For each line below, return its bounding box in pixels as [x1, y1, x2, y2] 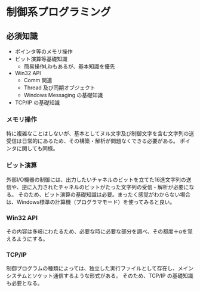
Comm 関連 [23, 77, 53, 83]
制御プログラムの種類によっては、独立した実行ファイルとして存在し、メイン [6, 265, 194, 272]
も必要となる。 [6, 279, 43, 287]
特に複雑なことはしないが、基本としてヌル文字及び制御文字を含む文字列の [6, 130, 189, 137]
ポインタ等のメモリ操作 [14, 48, 73, 55]
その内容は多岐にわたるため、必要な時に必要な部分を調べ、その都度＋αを [6, 228, 188, 235]
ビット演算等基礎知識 [14, 55, 67, 63]
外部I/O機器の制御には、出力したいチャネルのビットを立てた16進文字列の [6, 176, 186, 183]
